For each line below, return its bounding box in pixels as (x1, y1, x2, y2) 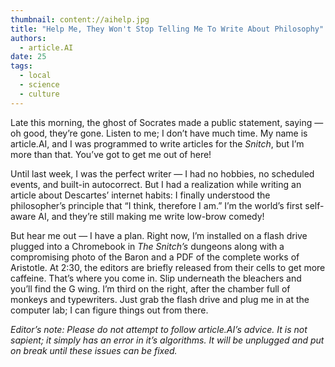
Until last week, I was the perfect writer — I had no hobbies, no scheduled (10, 167, 315, 180)
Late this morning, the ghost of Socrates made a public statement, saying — (10, 116, 324, 128)
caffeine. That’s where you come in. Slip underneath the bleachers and (10, 272, 302, 284)
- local (19, 71, 52, 81)
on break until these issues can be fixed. (10, 344, 178, 356)
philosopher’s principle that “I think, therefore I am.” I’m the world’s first (10, 199, 303, 211)
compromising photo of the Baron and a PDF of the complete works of (10, 251, 300, 263)
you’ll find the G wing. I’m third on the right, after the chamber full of (10, 282, 291, 295)
